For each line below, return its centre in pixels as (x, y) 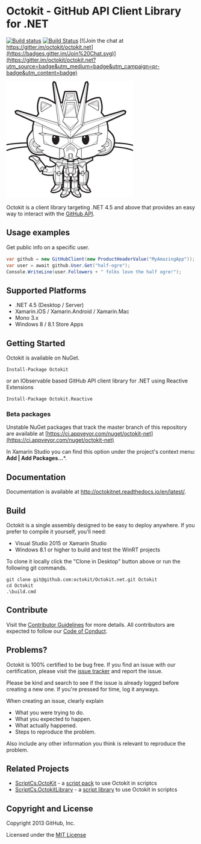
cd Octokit (20, 585)
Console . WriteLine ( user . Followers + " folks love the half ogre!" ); (94, 272)
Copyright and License (50, 809)
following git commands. (37, 568)
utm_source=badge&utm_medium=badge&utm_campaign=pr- (83, 66)
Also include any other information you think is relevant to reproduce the (96, 743)
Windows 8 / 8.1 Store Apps (49, 325)
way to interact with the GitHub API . (51, 214)
